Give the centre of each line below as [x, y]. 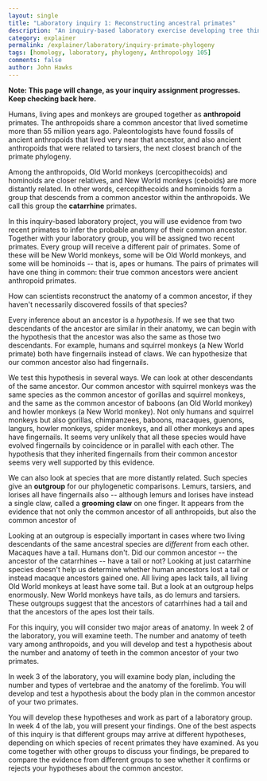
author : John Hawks [41, 68]
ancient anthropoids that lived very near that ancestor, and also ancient [125, 139]
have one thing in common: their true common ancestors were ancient [123, 272]
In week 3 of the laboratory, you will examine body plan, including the [122, 676]
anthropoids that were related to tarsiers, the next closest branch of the [125, 147]
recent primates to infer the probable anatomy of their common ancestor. [128, 230]
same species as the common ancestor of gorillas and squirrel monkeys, [127, 394]
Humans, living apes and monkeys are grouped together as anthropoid [124, 114]
